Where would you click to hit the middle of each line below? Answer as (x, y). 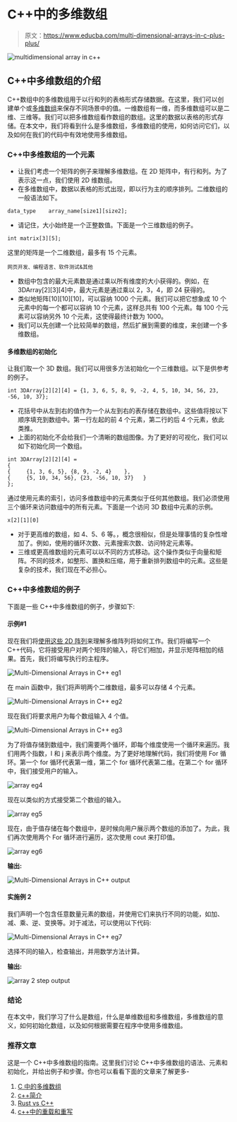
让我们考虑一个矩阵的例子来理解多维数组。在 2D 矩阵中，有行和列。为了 (122, 171)
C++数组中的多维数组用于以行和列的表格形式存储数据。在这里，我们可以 (113, 99)
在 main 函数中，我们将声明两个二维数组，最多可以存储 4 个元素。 (103, 687)
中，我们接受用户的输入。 (44, 771)
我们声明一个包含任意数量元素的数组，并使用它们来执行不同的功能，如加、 (115, 914)
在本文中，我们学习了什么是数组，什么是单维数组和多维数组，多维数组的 (112, 1017)
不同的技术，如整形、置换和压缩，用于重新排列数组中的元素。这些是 (129, 561)
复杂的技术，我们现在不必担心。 (64, 569)
